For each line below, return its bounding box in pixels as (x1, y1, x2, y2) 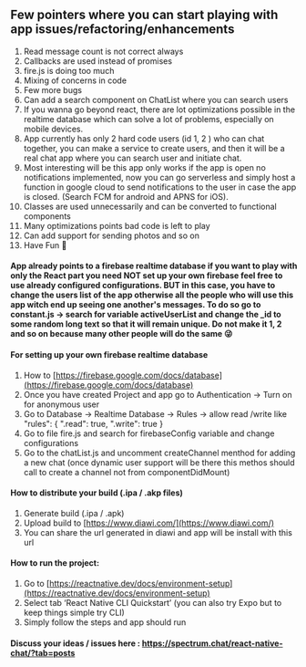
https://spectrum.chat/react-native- (141, 638, 283, 649)
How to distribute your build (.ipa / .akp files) (10, 487, 183, 498)
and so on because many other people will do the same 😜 (10, 328, 233, 339)
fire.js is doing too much (23, 65, 115, 76)
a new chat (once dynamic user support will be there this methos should (23, 456, 295, 468)
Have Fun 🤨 (23, 239, 67, 250)
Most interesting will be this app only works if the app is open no (23, 162, 267, 172)
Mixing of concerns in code (23, 75, 127, 86)
